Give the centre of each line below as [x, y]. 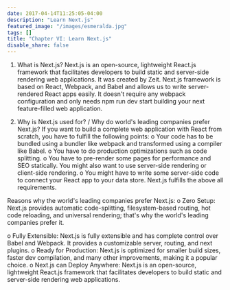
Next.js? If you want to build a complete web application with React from [119, 129]
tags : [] [20, 33]
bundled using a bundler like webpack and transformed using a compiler [119, 144]
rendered [30, 94]
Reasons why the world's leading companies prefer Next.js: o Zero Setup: [111, 201]
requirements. [37, 187]
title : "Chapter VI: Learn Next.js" [59, 39]
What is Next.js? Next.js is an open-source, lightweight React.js [107, 65]
